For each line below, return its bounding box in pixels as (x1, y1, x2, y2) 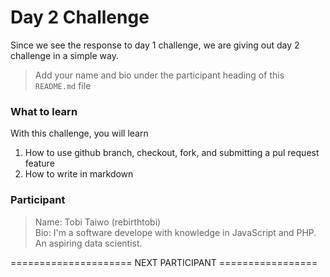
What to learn (10, 104, 78, 118)
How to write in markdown (24, 168, 134, 180)
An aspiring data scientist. (34, 237, 143, 249)
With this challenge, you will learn (10, 127, 149, 140)
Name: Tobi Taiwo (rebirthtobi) (34, 216, 162, 228)
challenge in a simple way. (10, 49, 119, 61)
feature (24, 157, 55, 170)
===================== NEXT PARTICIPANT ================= (10, 256, 318, 268)
